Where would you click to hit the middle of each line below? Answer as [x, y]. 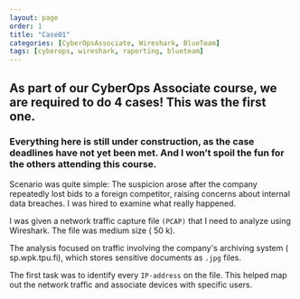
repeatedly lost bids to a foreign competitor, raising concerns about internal [150, 193]
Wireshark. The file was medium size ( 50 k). [93, 230]
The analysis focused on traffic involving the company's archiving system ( [149, 248]
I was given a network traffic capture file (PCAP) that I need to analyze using [150, 220]
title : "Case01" [40, 34]
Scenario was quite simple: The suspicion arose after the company [133, 184]
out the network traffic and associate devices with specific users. [131, 285]
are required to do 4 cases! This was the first [138, 102]
